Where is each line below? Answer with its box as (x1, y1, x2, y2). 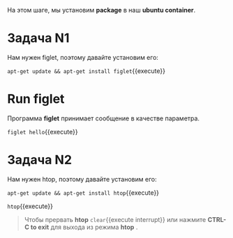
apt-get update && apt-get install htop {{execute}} (7, 188, 159, 197)
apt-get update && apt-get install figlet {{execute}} (7, 66, 166, 75)
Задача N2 (7, 152, 72, 168)
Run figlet (7, 91, 65, 107)
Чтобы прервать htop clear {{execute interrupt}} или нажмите (24, 215, 206, 223)
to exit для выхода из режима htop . (30, 223, 138, 231)
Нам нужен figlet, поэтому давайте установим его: (7, 53, 159, 61)
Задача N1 (7, 31, 70, 46)
